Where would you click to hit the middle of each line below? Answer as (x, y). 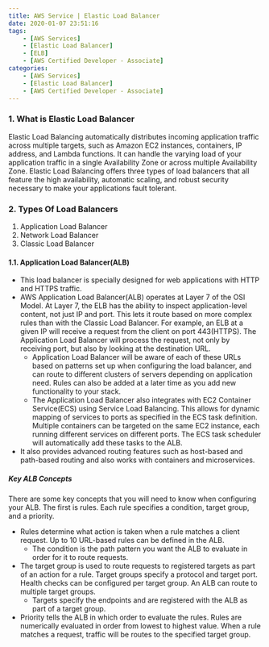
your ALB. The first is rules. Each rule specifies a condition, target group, (129, 507)
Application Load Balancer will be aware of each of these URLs (137, 357)
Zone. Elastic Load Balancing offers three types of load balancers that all (129, 171)
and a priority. (31, 516)
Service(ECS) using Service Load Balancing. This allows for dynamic (146, 409)
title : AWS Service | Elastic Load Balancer (84, 16)
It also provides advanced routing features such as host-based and (131, 452)
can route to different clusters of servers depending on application (143, 374)
